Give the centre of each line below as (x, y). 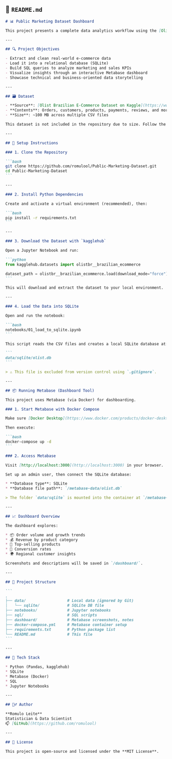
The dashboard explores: (32, 525)
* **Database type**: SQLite (36, 484)
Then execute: (20, 428)
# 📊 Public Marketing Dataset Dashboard (50, 21)
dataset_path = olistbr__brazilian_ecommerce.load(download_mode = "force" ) (87, 274)
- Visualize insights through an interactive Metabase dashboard (76, 73)
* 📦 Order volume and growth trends (45, 535)
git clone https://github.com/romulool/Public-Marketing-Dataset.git (81, 166)
